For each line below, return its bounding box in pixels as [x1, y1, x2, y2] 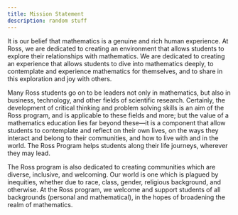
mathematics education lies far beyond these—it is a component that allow [7, 118, 226, 127]
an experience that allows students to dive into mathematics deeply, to [7, 59, 214, 68]
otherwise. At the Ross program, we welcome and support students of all [7, 185, 221, 194]
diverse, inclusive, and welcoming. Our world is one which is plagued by [7, 170, 219, 179]
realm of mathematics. [7, 200, 73, 209]
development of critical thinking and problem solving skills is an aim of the [7, 103, 225, 112]
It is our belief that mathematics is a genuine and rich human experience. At [7, 36, 229, 45]
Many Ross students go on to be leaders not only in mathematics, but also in [7, 88, 231, 97]
